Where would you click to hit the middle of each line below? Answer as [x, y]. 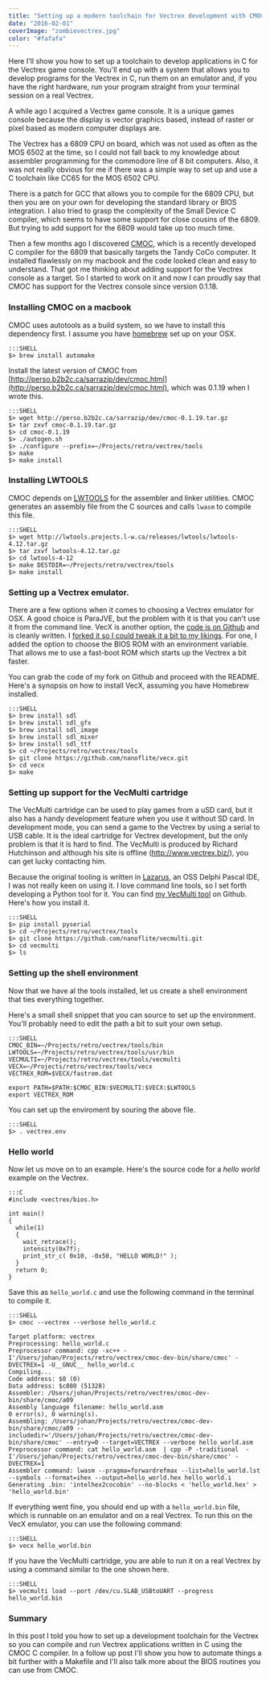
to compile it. [30, 1301]
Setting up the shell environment [74, 973]
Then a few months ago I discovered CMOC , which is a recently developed [132, 243]
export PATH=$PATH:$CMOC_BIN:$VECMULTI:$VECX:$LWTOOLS [102, 1088]
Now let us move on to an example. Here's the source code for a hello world [134, 1169]
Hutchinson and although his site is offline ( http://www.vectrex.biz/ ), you [129, 853]
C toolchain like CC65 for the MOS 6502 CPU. [84, 178]
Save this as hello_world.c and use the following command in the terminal [131, 1292]
